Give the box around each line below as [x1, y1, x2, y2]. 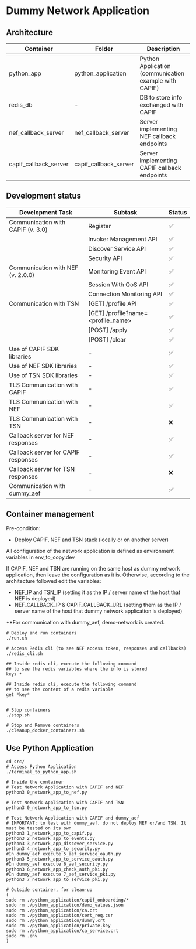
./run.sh [6, 635, 27, 641]
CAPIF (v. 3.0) [9, 226, 48, 234]
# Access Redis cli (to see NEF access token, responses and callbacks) [6, 646, 187, 651]
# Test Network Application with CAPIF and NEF [6, 784, 124, 790]
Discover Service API [88, 244, 146, 252]
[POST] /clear [88, 335, 127, 343]
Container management [6, 509, 94, 519]
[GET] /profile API [88, 299, 137, 308]
